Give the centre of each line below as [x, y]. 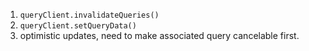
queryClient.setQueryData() [78, 26]
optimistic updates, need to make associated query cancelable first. [159, 35]
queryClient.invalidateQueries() [89, 15]
